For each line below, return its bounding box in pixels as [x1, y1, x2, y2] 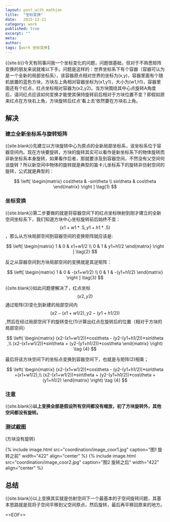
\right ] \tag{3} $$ [66, 274, 104, 280]
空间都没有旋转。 [5, 409, 41, 416]
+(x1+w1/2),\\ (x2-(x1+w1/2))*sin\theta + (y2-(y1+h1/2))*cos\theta [14, 371, 152, 378]
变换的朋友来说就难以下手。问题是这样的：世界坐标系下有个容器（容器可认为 [5, 66, 165, 72]
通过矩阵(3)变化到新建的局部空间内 [5, 302, 78, 308]
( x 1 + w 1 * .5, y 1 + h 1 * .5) [60, 224, 110, 231]
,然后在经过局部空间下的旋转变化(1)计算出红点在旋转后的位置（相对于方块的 [5, 318, 162, 324]
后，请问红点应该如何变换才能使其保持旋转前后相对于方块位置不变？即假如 [5, 91, 160, 97]
